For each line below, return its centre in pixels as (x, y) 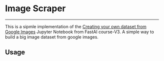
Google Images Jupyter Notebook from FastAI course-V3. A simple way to (80, 32)
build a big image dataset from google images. (52, 37)
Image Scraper (35, 9)
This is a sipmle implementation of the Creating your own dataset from (76, 26)
